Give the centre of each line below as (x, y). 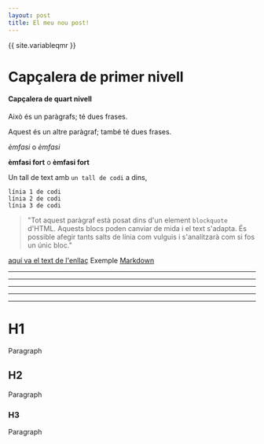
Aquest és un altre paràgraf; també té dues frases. (90, 131)
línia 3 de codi (35, 205)
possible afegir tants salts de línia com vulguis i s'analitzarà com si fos (141, 237)
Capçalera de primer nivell (96, 77)
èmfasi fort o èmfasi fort (49, 162)
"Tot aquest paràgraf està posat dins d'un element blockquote (127, 220)
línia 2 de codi (35, 198)
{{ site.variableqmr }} (42, 45)
